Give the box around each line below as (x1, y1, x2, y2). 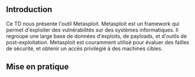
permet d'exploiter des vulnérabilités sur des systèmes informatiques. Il (6, 26, 179, 33)
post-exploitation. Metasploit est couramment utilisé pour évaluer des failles (6, 38, 189, 45)
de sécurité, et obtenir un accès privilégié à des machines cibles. (6, 45, 163, 52)
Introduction (6, 5, 53, 15)
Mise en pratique (6, 62, 69, 72)
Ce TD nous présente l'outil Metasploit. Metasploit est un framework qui (6, 20, 180, 27)
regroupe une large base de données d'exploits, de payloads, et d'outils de (6, 32, 187, 40)
